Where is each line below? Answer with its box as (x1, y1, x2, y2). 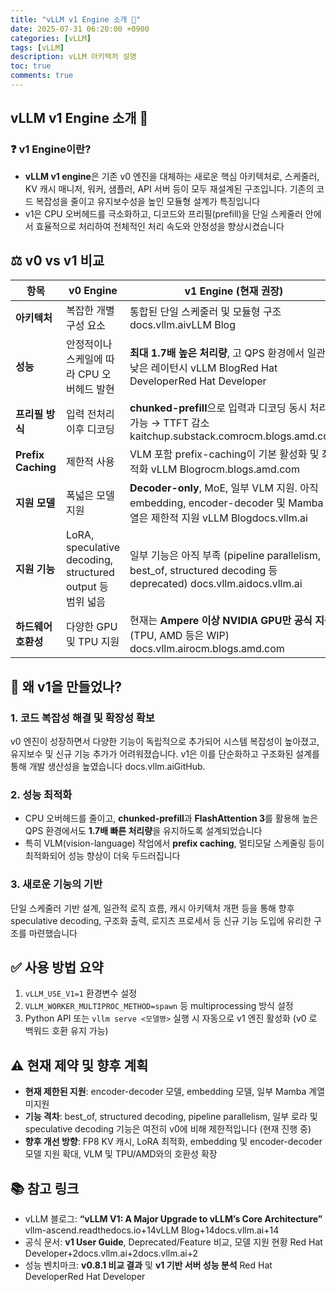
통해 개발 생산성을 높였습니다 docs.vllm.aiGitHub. (10, 761, 206, 773)
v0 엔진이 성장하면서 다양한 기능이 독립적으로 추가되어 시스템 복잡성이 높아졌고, (10, 736, 320, 748)
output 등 (65, 580, 109, 594)
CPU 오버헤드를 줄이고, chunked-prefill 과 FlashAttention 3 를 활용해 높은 (24, 812, 319, 825)
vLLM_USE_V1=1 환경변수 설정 (24, 987, 138, 1000)
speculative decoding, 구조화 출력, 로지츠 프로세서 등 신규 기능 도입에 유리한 (10, 914, 312, 926)
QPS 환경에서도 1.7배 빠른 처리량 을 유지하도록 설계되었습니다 (24, 825, 263, 837)
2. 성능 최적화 (10, 787, 73, 801)
